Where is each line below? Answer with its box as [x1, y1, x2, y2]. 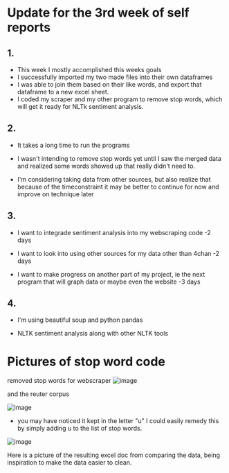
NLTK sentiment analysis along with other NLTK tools [17, 329, 168, 338]
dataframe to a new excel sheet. [17, 88, 109, 96]
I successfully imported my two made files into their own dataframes [17, 73, 213, 81]
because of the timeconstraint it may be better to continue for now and [17, 182, 219, 191]
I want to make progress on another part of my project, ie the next [17, 270, 205, 278]
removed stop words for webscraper [7, 377, 111, 385]
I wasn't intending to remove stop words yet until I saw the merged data [17, 154, 221, 162]
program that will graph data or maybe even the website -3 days [17, 277, 201, 286]
